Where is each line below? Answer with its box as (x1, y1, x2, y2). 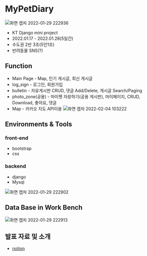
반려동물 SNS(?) (12, 48, 44, 53)
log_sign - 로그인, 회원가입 (12, 81, 63, 87)
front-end (5, 135, 29, 142)
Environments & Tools (5, 120, 73, 128)
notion (12, 246, 25, 252)
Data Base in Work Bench (5, 204, 83, 212)
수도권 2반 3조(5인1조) (12, 41, 55, 47)
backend (5, 163, 26, 170)
